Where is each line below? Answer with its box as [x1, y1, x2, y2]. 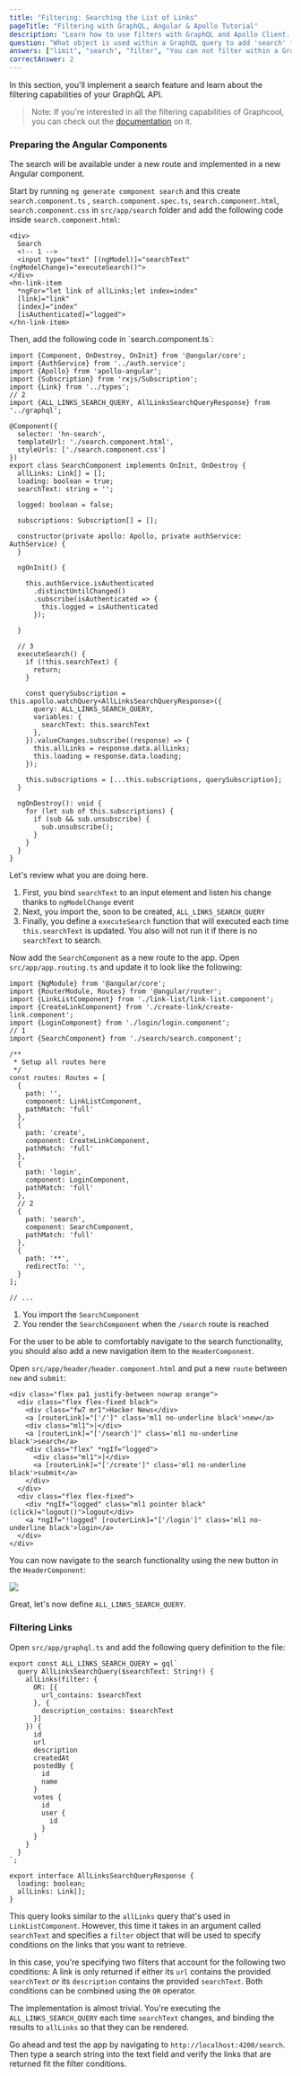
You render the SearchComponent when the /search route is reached [21, 1319, 269, 1330]
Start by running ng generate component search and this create [9, 186, 241, 197]
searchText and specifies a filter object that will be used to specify [9, 1930, 262, 1940]
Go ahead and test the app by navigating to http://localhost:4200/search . [9, 2039, 286, 2050]
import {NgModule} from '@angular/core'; [9, 980, 167, 989]
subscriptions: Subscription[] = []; [17, 516, 159, 525]
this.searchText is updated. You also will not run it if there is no [21, 926, 258, 937]
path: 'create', [25, 1129, 87, 1138]
